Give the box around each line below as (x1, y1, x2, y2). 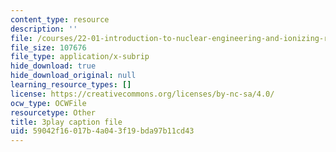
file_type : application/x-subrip (10, 52, 150, 62)
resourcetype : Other (10, 107, 97, 118)
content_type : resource (10, 14, 110, 25)
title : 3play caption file (10, 117, 123, 127)
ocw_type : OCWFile (10, 98, 87, 108)
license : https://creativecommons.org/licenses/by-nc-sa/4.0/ (10, 89, 275, 99)
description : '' (10, 24, 78, 34)
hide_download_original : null (10, 71, 137, 81)
